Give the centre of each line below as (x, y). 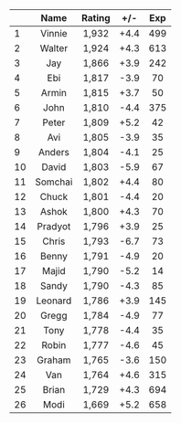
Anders (54, 152)
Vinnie (53, 33)
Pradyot (54, 226)
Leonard (54, 301)
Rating (96, 18)
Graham (53, 360)
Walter (54, 48)
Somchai (54, 182)
